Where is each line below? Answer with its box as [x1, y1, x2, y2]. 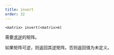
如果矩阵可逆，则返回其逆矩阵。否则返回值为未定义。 [5, 44, 112, 50]
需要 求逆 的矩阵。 [5, 34, 39, 40]
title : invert [5, 7, 34, 12]
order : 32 [5, 12, 25, 17]
